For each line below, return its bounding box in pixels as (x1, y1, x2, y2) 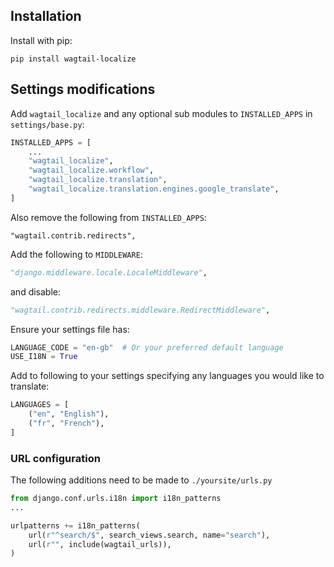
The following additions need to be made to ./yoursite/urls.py (10, 474, 273, 486)
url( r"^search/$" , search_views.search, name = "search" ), (28, 530, 271, 540)
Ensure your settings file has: (10, 323, 130, 335)
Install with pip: (10, 34, 73, 46)
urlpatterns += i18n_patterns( (10, 520, 141, 531)
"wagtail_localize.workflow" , (28, 165, 155, 176)
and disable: (10, 285, 62, 298)
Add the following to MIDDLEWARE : (10, 248, 143, 260)
